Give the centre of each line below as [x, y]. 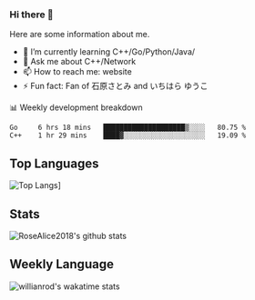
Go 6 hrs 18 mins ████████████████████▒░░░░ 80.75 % [128, 128]
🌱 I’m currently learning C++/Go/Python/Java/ [109, 52]
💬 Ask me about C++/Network [79, 62]
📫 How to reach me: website [77, 72]
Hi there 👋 [32, 15]
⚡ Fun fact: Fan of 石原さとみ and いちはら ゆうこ [115, 86]
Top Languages [54, 163]
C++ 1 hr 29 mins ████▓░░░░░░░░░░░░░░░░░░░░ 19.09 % [128, 135]
